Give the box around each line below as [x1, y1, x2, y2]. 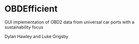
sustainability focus [4, 24, 44, 30]
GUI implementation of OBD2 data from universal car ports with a [4, 19, 135, 25]
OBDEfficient [4, 3, 58, 14]
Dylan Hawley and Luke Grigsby [4, 33, 68, 39]
